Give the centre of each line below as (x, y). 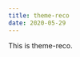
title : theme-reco (39, 15)
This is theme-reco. (41, 45)
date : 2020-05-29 (37, 23)
